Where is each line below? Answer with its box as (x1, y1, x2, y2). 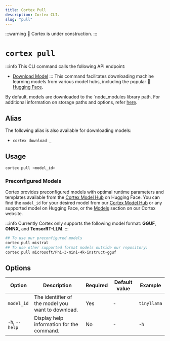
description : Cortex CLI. (5, 12, 60, 17)
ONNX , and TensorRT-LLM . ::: (5, 226, 69, 232)
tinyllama (139, 300, 162, 306)
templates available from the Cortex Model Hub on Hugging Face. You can (5, 194, 160, 200)
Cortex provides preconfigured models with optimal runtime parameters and (5, 189, 164, 195)
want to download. (34, 306, 78, 314)
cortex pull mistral (5, 240, 49, 245)
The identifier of (34, 294, 72, 301)
